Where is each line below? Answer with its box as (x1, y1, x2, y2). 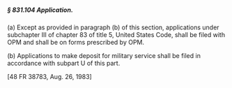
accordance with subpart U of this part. (7, 59, 121, 67)
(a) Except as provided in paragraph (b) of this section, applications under (7, 23, 219, 31)
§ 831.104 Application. (7, 6, 73, 14)
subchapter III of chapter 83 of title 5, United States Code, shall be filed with (7, 30, 225, 38)
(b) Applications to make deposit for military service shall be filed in (7, 51, 201, 59)
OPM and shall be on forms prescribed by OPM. (7, 38, 145, 46)
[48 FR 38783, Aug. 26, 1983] (7, 72, 92, 80)
